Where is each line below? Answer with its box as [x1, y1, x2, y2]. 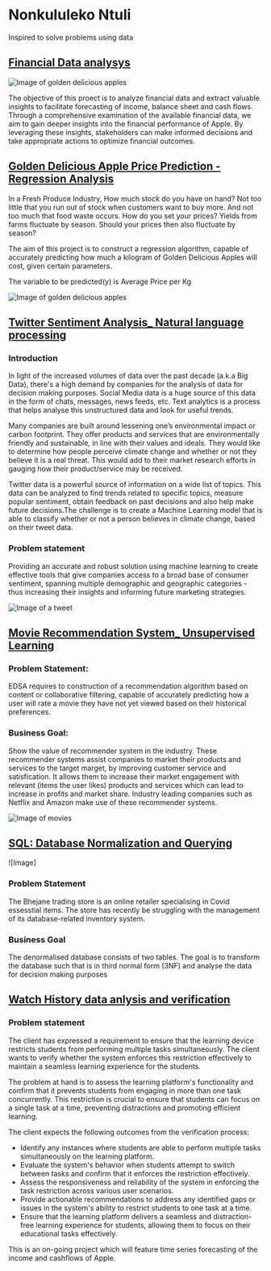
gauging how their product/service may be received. [8, 464, 183, 474]
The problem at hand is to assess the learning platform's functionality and [8, 1077, 254, 1087]
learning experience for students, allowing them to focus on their [35, 1220, 252, 1230]
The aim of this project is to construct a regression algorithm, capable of [8, 244, 249, 253]
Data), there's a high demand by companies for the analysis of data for [8, 379, 244, 389]
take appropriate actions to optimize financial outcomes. [8, 136, 195, 146]
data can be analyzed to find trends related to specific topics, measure [8, 488, 244, 498]
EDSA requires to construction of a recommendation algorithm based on [8, 681, 248, 691]
